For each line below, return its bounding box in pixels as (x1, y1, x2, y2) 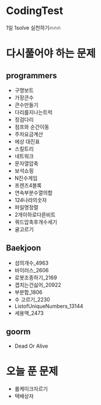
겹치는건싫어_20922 (14, 281, 61, 288)
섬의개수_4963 (14, 259, 48, 266)
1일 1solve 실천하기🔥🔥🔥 (6, 24, 61, 31)
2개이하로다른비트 (14, 211, 56, 218)
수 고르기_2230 (14, 296, 51, 303)
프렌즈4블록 (14, 181, 42, 188)
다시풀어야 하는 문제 (6, 47, 96, 60)
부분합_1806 (14, 289, 43, 296)
